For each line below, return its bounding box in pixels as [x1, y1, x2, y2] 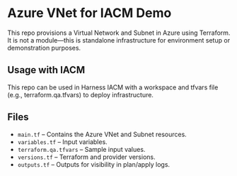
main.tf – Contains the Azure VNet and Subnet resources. [17, 130, 187, 138]
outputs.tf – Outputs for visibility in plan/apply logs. [17, 160, 170, 168]
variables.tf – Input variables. [17, 137, 108, 146]
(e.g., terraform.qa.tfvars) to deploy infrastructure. [7, 90, 154, 99]
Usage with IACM [7, 64, 86, 76]
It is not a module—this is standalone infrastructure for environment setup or [7, 35, 231, 44]
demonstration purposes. [7, 43, 81, 52]
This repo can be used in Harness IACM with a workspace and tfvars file [7, 83, 219, 92]
